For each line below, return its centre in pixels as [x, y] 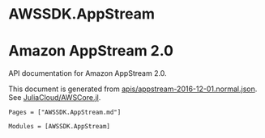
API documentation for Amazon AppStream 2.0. [88, 73]
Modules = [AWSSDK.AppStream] [60, 127]
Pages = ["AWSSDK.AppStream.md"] [65, 113]
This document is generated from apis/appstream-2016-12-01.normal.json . [133, 89]
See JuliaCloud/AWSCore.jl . [55, 98]
